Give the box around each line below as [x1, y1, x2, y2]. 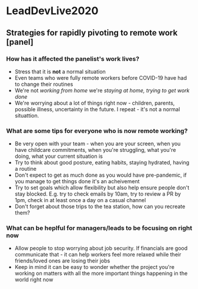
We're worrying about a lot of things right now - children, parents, [14, 99, 175, 106]
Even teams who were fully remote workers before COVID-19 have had [14, 74, 187, 81]
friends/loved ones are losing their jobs [14, 257, 111, 264]
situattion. [14, 112, 40, 119]
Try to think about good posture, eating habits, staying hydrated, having [14, 159, 190, 166]
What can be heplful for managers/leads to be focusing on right [6, 224, 193, 232]
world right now [14, 276, 53, 283]
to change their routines [14, 80, 73, 87]
